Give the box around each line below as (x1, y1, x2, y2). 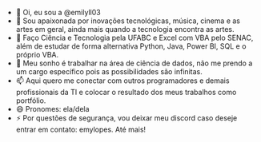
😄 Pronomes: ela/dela (15, 105, 90, 113)
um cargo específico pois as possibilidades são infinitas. (15, 67, 203, 76)
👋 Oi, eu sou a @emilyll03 (15, 8, 102, 17)
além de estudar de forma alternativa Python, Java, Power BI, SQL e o (15, 41, 247, 51)
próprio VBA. (15, 50, 59, 59)
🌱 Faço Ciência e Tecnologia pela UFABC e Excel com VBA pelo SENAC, (15, 33, 254, 42)
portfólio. (15, 96, 46, 105)
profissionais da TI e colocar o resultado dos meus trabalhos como (15, 88, 237, 97)
